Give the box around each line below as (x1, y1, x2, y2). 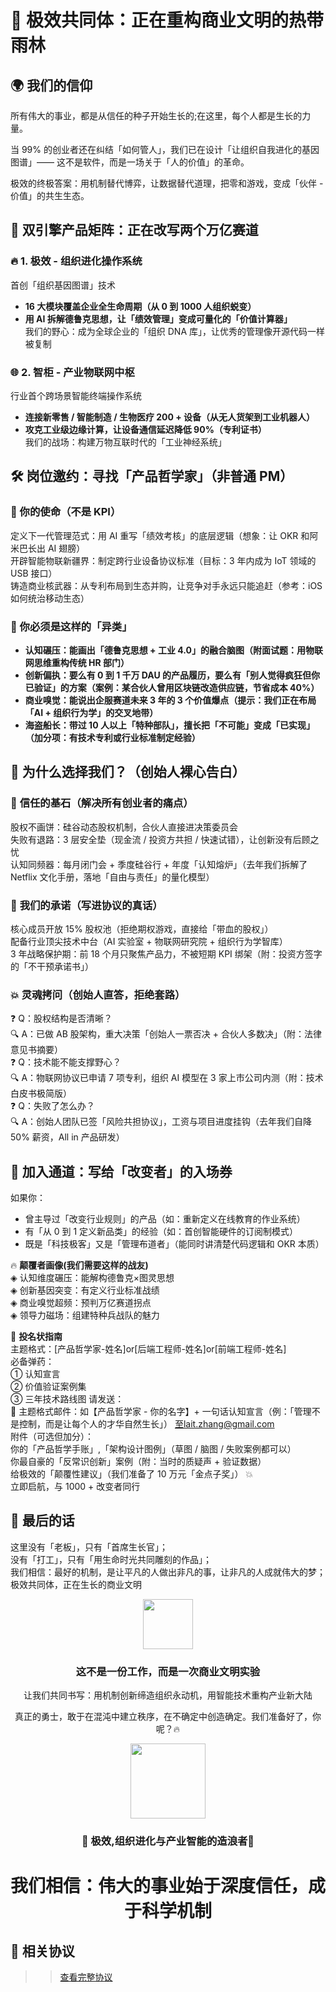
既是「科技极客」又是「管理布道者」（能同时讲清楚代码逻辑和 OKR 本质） (24, 1238, 325, 1250)
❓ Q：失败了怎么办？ (10, 1100, 95, 1112)
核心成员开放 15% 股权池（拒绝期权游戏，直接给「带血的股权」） (10, 922, 274, 935)
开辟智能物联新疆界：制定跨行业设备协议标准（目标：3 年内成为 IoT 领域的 (10, 554, 317, 566)
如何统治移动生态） (10, 592, 90, 604)
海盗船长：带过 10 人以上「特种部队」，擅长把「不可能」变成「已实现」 (24, 719, 315, 731)
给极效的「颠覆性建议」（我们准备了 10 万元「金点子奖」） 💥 (10, 1468, 254, 1480)
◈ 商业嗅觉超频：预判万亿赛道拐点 (10, 1297, 152, 1309)
